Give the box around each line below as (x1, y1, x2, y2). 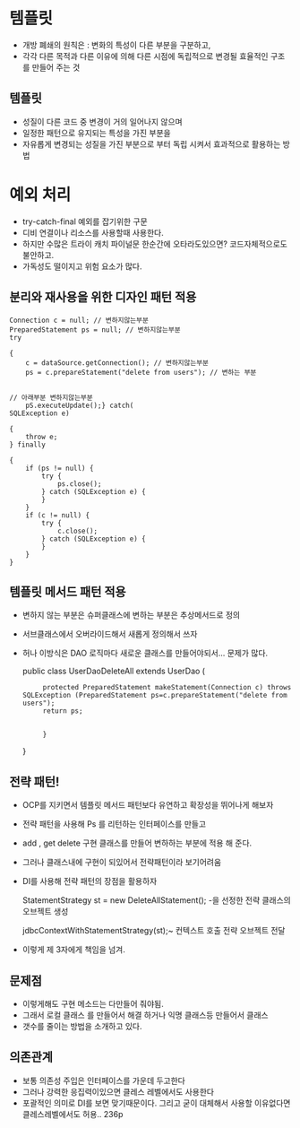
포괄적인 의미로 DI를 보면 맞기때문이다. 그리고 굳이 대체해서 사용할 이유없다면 (21, 1098, 291, 1108)
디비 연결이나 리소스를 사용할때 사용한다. (21, 227, 164, 238)
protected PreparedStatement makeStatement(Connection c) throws (42, 683, 292, 692)
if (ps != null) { (25, 464, 94, 473)
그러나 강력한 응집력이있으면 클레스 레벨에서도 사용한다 (21, 1086, 215, 1097)
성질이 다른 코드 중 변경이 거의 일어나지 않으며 (21, 116, 183, 126)
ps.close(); (56, 479, 102, 489)
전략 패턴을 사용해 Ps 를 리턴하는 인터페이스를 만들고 (21, 819, 207, 829)
